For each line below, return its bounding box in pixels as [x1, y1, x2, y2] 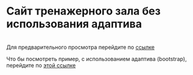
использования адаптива [6, 17, 142, 31]
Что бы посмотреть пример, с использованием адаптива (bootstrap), [6, 55, 187, 62]
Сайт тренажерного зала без [6, 4, 161, 18]
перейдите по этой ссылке [6, 62, 76, 69]
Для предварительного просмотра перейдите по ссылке [6, 44, 155, 51]
